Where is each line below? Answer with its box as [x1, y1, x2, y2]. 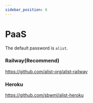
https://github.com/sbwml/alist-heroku [5, 92, 84, 98]
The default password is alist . [5, 45, 68, 51]
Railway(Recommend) [5, 57, 59, 64]
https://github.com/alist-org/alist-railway [5, 68, 88, 74]
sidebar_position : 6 [5, 7, 48, 12]
